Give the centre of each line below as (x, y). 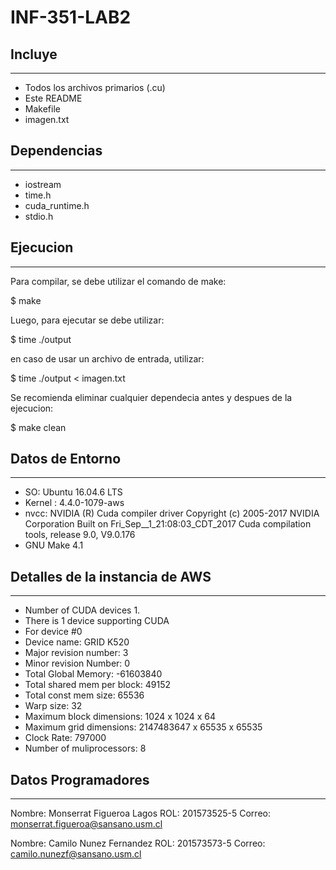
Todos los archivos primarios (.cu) (95, 87)
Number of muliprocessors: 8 (85, 748)
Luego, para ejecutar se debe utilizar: (87, 320)
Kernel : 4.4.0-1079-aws (74, 503)
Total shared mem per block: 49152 (98, 685)
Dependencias (56, 151)
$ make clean (38, 427)
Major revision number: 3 (76, 653)
